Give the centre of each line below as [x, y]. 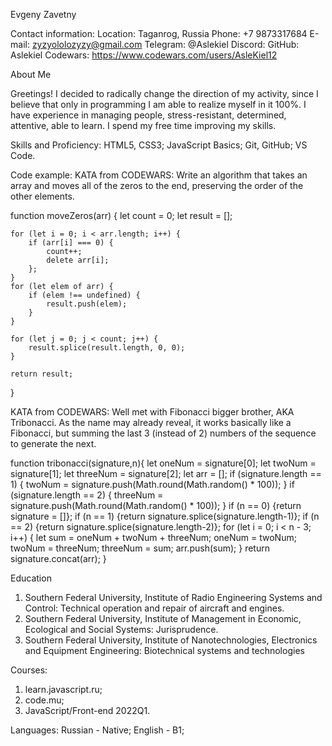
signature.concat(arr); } [58, 558]
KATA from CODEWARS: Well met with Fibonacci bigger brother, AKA [152, 412]
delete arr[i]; [78, 260]
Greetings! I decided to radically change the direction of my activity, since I [164, 93]
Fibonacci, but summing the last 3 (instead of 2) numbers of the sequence [163, 433]
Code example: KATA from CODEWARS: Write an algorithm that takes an [159, 175]
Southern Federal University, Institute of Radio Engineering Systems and [173, 597]
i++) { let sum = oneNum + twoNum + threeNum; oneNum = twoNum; [153, 537]
